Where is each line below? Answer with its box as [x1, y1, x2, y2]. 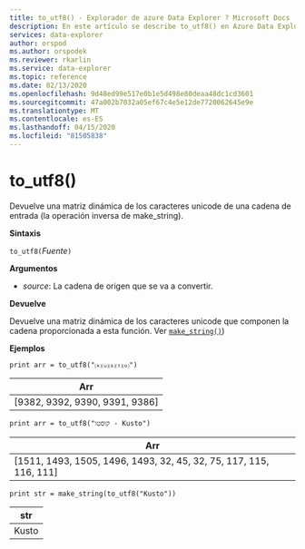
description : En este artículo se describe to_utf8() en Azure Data [9, 22, 274, 31]
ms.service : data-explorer [9, 64, 112, 74]
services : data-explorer [9, 30, 103, 39]
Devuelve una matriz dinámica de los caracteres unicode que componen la [9, 315, 290, 327]
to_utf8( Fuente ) [9, 245, 73, 256]
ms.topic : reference [9, 73, 88, 82]
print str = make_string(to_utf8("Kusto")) [9, 489, 177, 498]
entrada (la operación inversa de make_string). [9, 210, 184, 221]
